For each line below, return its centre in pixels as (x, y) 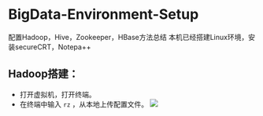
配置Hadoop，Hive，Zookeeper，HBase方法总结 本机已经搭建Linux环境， (128, 37)
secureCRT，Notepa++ (53, 47)
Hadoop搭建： (44, 74)
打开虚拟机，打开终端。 (57, 94)
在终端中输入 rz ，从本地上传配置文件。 (83, 104)
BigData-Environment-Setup (104, 14)
